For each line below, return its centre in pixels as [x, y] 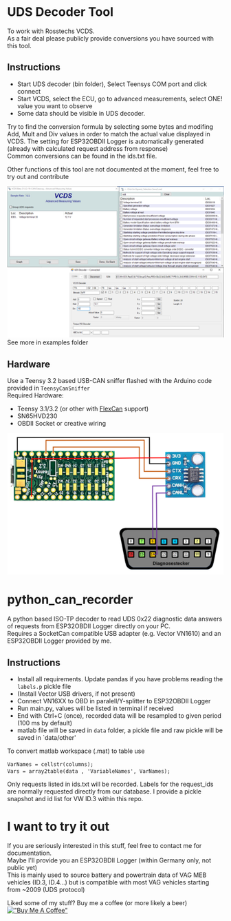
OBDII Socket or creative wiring [62, 423]
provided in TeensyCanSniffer [49, 388]
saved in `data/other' [47, 738]
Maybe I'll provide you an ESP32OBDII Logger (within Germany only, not [109, 860]
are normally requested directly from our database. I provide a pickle [104, 791]
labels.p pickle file [44, 687]
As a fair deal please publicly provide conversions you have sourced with [111, 38]
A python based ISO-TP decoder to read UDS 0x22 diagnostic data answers [115, 619]
